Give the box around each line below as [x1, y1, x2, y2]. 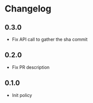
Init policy [11, 92, 32, 98]
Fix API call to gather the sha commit [11, 36, 88, 42]
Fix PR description [11, 64, 50, 70]
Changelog [4, 3, 51, 15]
